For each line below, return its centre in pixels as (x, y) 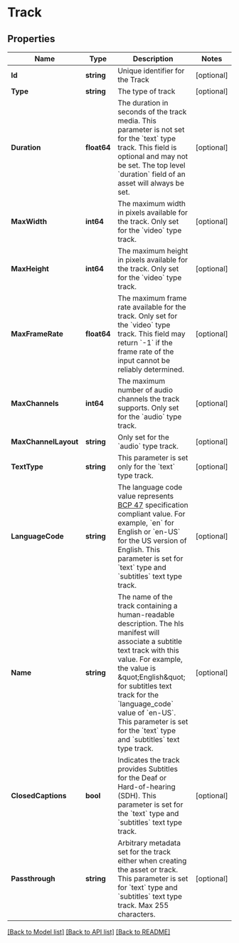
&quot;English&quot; (151, 677)
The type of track (146, 91)
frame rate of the (145, 352)
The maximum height (153, 251)
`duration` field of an (152, 174)
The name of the (145, 597)
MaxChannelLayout (45, 442)
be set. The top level (151, 165)
